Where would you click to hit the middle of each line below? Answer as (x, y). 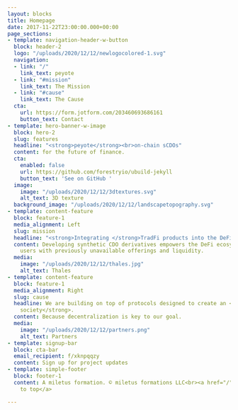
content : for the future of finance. (69, 152)
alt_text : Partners (49, 336)
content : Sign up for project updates (71, 363)
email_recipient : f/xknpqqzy (57, 356)
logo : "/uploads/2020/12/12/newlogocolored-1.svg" (90, 54)
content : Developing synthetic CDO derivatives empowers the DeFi (114, 244)
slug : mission (34, 231)
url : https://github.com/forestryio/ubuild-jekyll (96, 172)
